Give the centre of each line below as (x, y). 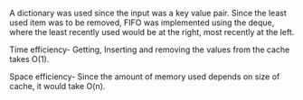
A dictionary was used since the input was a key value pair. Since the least (148, 13)
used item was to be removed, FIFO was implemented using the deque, (142, 23)
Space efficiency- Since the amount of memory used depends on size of (145, 77)
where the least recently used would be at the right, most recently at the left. (152, 32)
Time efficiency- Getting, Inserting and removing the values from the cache (150, 50)
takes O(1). (29, 59)
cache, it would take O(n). (57, 86)
